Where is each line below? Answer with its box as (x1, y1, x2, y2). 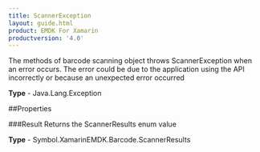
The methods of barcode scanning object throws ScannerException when (8, 56, 253, 66)
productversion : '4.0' (8, 34, 84, 42)
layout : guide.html (8, 19, 74, 27)
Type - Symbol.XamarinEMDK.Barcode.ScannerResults (8, 135, 191, 145)
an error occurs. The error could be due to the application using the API (8, 65, 245, 74)
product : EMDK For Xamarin (8, 26, 99, 34)
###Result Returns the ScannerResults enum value (8, 119, 177, 129)
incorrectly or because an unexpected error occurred (8, 73, 185, 82)
